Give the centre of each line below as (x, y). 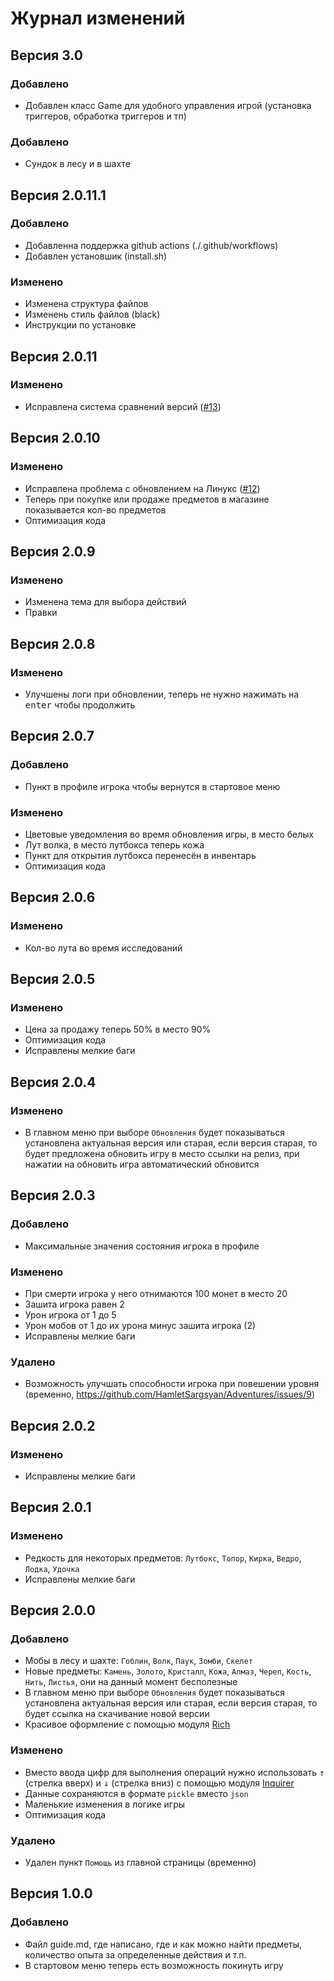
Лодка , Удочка (52, 1568)
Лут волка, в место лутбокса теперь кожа (114, 844)
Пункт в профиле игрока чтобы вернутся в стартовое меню (152, 786)
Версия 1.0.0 (51, 1893)
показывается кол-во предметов (95, 509)
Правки (41, 613)
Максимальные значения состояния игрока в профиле (142, 1246)
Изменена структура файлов (86, 304)
